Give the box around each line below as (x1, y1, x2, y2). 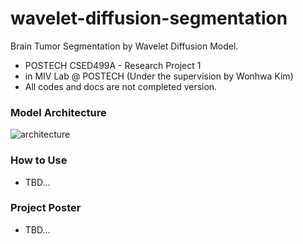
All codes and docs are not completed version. (24, 80, 218, 92)
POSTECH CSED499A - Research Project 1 (24, 59, 202, 71)
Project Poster (10, 201, 82, 215)
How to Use (10, 153, 68, 167)
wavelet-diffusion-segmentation (10, 7, 288, 30)
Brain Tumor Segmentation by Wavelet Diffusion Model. (10, 40, 239, 52)
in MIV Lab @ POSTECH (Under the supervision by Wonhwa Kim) (24, 70, 294, 82)
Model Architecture (10, 105, 107, 119)
